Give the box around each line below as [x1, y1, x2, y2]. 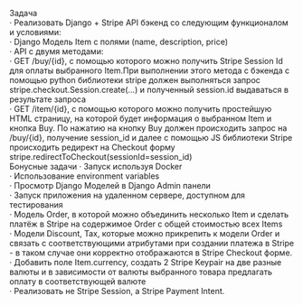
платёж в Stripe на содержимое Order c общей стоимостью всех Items [9, 218, 283, 229]
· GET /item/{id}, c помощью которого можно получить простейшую [9, 104, 272, 114]
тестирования [9, 199, 63, 210]
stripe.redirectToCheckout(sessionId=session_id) [9, 152, 193, 162]
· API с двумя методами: [9, 46, 104, 57]
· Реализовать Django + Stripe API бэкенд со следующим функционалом [9, 17, 289, 28]
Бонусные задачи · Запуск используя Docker [9, 162, 183, 171]
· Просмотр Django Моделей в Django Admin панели [9, 180, 211, 190]
